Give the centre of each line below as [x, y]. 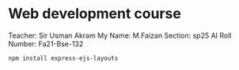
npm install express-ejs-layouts [63, 58]
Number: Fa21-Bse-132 [46, 43]
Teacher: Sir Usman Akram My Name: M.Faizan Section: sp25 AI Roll [120, 35]
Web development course [95, 14]
